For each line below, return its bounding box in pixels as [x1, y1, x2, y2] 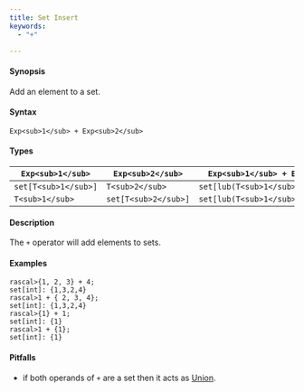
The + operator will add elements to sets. [9, 237, 161, 248]
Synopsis [9, 65, 46, 77]
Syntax [9, 107, 37, 117]
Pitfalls [9, 351, 36, 362]
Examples [9, 257, 48, 268]
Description [9, 217, 55, 228]
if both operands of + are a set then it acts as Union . [22, 372, 216, 383]
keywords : [9, 22, 47, 31]
